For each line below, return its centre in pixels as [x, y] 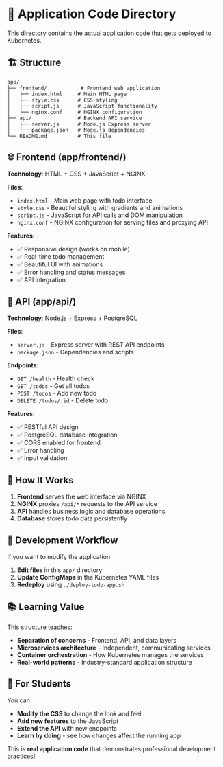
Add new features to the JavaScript [68, 721]
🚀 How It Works [40, 480]
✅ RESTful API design [48, 427]
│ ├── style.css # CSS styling [62, 100]
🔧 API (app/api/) [42, 301]
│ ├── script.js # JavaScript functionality [82, 106]
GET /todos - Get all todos [53, 386]
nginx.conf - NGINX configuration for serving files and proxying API [113, 222]
